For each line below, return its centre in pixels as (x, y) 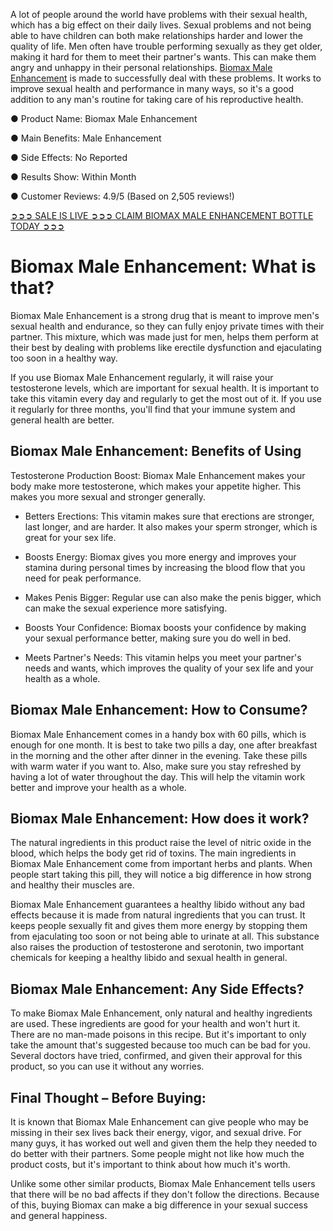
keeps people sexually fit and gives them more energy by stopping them (159, 926)
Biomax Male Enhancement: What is (163, 266)
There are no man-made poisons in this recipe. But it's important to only (158, 1035)
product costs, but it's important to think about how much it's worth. (150, 1164)
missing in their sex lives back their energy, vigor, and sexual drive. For (156, 1132)
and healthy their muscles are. (72, 885)
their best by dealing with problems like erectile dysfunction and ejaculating (166, 347)
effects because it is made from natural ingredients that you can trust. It (158, 915)
